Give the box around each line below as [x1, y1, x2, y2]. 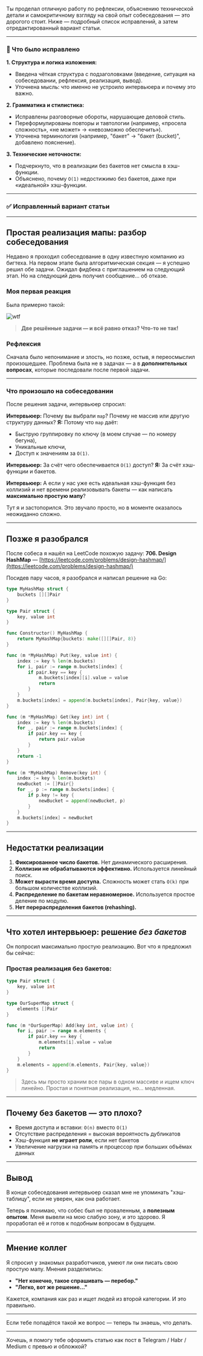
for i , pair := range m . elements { [17, 1028, 107, 1034]
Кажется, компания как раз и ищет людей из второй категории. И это [6, 1295, 187, 1302]
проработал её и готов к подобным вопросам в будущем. [6, 1220, 156, 1227]
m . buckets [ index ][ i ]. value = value [38, 675, 129, 681]
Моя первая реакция [6, 287, 71, 295]
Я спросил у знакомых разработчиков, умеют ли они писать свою [6, 1259, 178, 1266]
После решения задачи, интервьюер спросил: [6, 401, 126, 408]
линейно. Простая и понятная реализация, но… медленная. [21, 1085, 175, 1092]
